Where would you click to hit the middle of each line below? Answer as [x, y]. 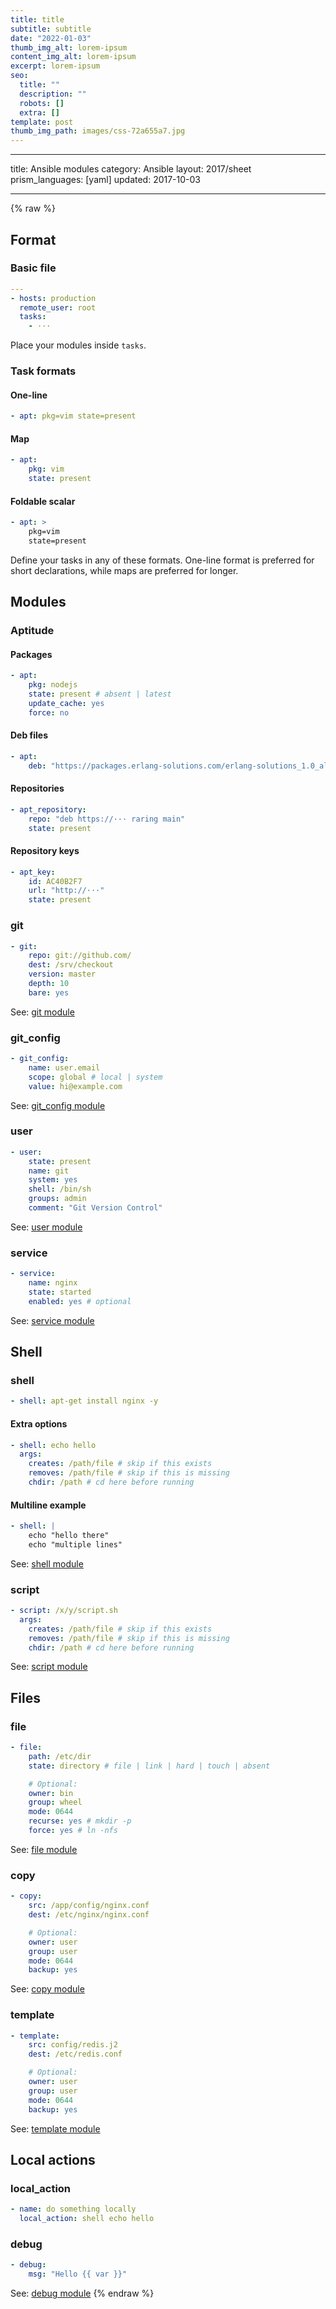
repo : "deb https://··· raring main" [107, 819]
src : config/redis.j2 [73, 2045]
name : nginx [53, 1283]
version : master [62, 974]
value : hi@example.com [75, 1086]
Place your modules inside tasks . [78, 345]
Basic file [33, 268]
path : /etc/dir [60, 1756]
